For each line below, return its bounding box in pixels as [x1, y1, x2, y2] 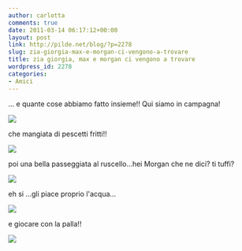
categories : [8, 70, 47, 78]
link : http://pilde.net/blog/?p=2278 [8, 41, 132, 49]
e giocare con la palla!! [8, 219, 82, 228]
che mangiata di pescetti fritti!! [8, 129, 108, 138]
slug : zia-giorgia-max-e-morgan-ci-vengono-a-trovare [8, 48, 189, 56]
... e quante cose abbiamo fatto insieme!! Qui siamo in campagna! [8, 99, 221, 109]
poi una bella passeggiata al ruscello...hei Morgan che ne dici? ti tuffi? [8, 159, 235, 168]
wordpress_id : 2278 [8, 63, 73, 71]
